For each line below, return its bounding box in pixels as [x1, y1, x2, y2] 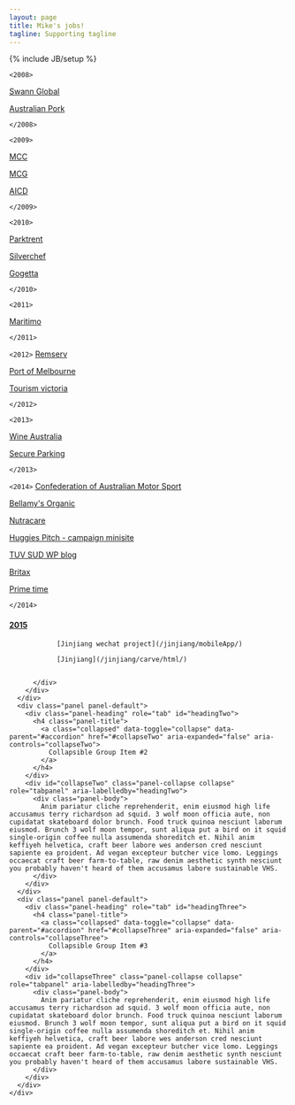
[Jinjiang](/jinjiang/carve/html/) [56, 655, 188, 664]
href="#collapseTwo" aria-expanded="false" [87, 732, 251, 741]
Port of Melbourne [9, 366, 77, 377]
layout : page [9, 12, 57, 22]
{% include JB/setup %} [9, 54, 97, 65]
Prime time [9, 584, 49, 595]
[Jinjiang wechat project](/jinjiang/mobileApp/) [56, 639, 243, 648]
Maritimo [9, 316, 42, 327]
